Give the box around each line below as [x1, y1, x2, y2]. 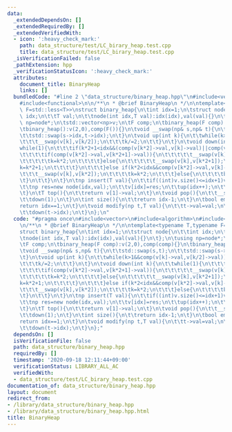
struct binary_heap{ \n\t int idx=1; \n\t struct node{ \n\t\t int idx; [19, 228, 215, 235]
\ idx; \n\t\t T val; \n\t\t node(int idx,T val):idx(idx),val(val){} [19, 112, 215, 119]
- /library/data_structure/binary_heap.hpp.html [7, 408, 150, 415]
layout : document [7, 389, 57, 395]
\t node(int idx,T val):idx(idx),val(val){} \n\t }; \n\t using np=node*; [19, 235, 224, 242]
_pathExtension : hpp [13, 61, 72, 68]
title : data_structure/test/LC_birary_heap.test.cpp [19, 49, 175, 56]
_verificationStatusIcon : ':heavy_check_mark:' [13, 68, 153, 75]
